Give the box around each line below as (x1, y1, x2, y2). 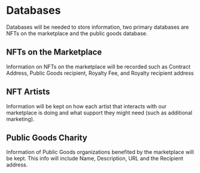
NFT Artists (6, 87, 50, 97)
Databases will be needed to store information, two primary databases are (6, 23, 189, 31)
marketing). (6, 115, 35, 123)
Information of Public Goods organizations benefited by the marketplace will (6, 148, 194, 156)
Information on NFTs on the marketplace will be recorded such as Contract (6, 63, 190, 70)
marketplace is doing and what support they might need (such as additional (6, 109, 193, 116)
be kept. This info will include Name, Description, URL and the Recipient (6, 155, 184, 162)
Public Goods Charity (6, 132, 88, 142)
